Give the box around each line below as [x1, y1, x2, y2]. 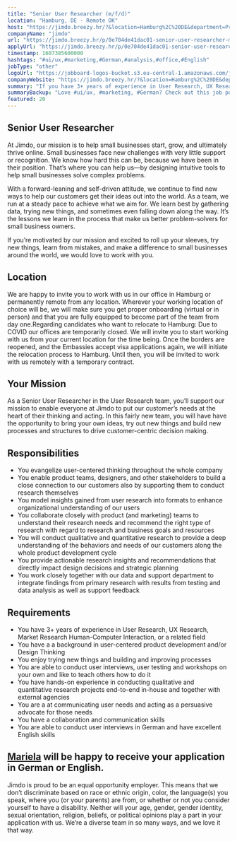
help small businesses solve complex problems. [7, 170, 146, 179]
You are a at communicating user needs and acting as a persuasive [17, 700, 213, 709]
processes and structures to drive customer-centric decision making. [7, 427, 209, 435]
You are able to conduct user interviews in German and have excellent [17, 723, 221, 731]
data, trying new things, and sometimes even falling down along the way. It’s [7, 206, 229, 216]
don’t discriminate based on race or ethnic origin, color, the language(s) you [7, 788, 229, 796]
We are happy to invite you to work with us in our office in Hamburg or [7, 290, 212, 298]
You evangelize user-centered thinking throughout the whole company [17, 466, 224, 474]
